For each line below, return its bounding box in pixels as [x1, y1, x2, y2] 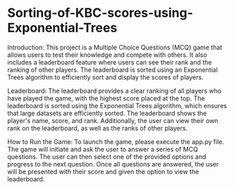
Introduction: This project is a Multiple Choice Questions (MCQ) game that [7, 43, 223, 51]
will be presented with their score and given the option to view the [7, 167, 199, 176]
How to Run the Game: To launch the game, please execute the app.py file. [7, 137, 224, 145]
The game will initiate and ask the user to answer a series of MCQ [7, 145, 199, 153]
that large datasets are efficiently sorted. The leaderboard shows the [7, 109, 207, 117]
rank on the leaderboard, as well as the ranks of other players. [7, 124, 188, 132]
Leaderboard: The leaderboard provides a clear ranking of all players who [7, 86, 222, 95]
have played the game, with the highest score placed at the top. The [7, 93, 206, 103]
